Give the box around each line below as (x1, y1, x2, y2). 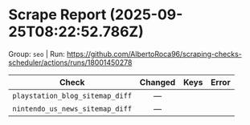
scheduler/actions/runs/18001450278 (8, 58, 133, 67)
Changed (139, 76, 176, 87)
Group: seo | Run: (8, 49, 66, 58)
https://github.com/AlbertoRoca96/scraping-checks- (67, 49, 243, 58)
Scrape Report (8, 6, 107, 24)
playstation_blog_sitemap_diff (12, 91, 133, 100)
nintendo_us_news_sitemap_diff (12, 104, 133, 113)
